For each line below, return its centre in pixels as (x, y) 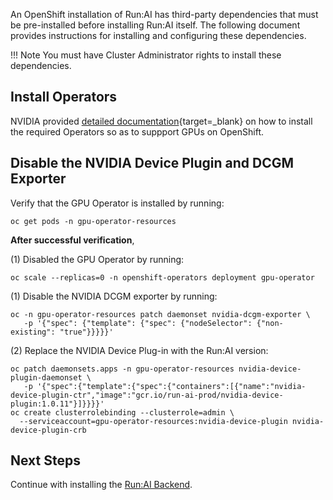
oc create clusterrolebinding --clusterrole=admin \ (122, 412)
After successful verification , (72, 240)
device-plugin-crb (48, 430)
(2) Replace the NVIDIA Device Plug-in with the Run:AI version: (139, 350)
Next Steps (45, 460)
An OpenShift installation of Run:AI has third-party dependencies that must (164, 14)
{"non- (270, 323)
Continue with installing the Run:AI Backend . (101, 485)
